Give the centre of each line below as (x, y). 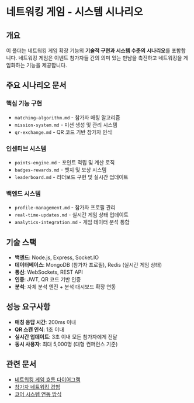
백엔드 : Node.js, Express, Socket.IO (57, 257)
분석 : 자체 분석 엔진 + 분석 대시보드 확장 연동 (65, 287)
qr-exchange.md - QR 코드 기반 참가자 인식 (63, 132)
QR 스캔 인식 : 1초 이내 (39, 329)
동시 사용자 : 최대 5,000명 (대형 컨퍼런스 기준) (66, 344)
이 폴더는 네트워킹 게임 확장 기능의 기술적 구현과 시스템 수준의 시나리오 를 (88, 51)
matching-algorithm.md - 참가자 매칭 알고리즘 (67, 117)
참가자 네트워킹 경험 (37, 387)
